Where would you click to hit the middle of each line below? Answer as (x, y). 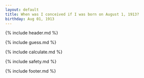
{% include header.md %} (32, 33)
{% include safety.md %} (31, 62)
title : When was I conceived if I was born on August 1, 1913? (72, 14)
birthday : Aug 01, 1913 (30, 19)
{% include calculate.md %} (34, 52)
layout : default (22, 10)
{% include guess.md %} (31, 42)
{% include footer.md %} (31, 71)
